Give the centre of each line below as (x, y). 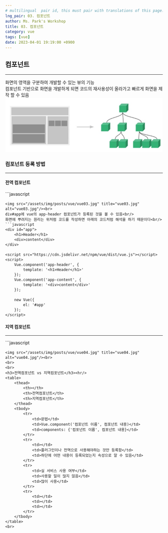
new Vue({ (24, 300)
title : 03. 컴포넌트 (24, 27)
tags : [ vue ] (17, 37)
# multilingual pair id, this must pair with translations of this (78, 11)
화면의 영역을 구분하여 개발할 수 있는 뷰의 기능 (50, 82)
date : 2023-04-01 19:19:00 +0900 (40, 43)
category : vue (20, 32)
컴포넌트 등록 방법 (25, 164)
